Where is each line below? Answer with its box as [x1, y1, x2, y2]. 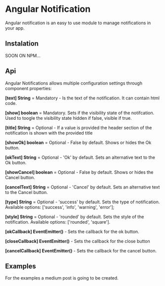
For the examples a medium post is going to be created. [5, 275, 119, 281]
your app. [5, 25, 25, 31]
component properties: [5, 85, 52, 91]
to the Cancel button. [5, 189, 48, 195]
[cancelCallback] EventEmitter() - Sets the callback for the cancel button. [5, 247, 157, 253]
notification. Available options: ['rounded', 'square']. [5, 219, 111, 225]
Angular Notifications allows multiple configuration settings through [5, 80, 142, 86]
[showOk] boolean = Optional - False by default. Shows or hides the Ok [5, 140, 152, 145]
